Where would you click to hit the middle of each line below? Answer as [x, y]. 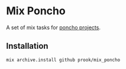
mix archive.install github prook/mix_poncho [63, 60]
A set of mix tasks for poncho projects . [53, 27]
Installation [27, 46]
